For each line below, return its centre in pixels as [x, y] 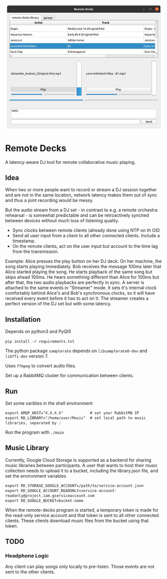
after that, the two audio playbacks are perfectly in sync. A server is [75, 283]
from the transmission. [35, 252]
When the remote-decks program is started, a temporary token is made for [82, 510]
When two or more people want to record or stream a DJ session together [81, 190]
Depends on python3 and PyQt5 [38, 332]
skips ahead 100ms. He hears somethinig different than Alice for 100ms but [82, 277]
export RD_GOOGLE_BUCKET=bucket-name [44, 501]
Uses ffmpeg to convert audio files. [41, 366]
